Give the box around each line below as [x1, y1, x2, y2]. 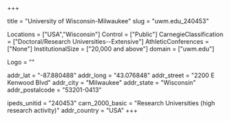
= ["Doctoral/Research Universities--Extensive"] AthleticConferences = [7, 38, 209, 45]
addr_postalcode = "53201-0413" [7, 86, 102, 94]
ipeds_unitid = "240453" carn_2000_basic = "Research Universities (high [7, 99, 216, 107]
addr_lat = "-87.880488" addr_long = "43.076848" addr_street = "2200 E [7, 71, 215, 79]
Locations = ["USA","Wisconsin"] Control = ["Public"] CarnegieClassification [7, 30, 224, 38]
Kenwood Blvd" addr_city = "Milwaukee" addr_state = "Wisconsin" [7, 79, 196, 86]
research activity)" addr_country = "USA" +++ [7, 107, 138, 114]
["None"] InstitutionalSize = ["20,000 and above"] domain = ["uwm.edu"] [7, 45, 215, 53]
